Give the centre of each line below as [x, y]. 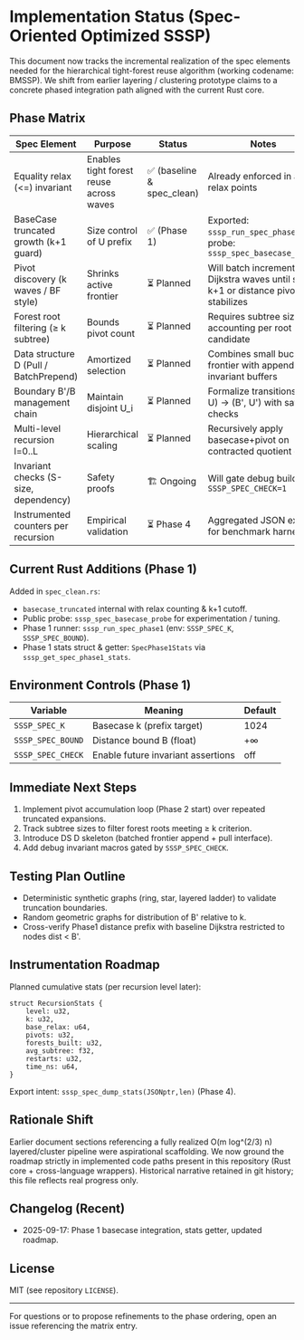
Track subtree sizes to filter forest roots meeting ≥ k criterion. [137, 828]
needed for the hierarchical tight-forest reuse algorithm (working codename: [152, 71]
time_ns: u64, [52, 1067]
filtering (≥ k [40, 328]
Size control [113, 230]
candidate [229, 339]
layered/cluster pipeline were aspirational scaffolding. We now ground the [147, 1151]
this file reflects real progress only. [74, 1180]
